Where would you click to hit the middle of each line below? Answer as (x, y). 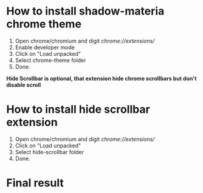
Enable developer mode (45, 47)
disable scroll (24, 85)
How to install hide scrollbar (78, 110)
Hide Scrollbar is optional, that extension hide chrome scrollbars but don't (101, 78)
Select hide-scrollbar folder (49, 152)
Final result (35, 183)
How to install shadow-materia (85, 11)
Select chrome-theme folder (50, 60)
